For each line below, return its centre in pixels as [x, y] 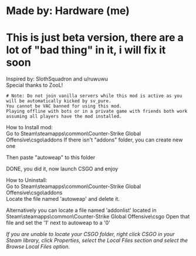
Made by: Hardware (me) [68, 11]
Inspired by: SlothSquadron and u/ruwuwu [57, 79]
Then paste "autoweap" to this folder [51, 157]
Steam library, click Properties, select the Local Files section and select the [97, 240]
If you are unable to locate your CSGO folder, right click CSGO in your [90, 234]
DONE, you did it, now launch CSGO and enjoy [62, 169]
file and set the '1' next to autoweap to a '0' [58, 223]
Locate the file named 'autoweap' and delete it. [63, 199]
